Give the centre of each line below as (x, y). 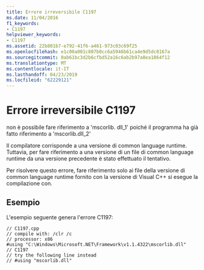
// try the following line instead (51, 255)
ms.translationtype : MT (37, 63)
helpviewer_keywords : (34, 35)
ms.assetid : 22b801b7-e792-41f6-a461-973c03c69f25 (72, 46)
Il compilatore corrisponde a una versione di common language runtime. (97, 146)
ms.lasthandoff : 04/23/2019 (42, 75)
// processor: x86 (30, 239)
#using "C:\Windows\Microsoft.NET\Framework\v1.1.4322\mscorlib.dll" (97, 244)
